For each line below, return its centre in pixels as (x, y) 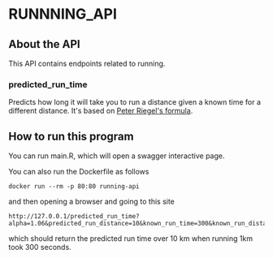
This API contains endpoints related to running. (87, 63)
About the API (45, 44)
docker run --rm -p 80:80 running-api (74, 187)
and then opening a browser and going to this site (91, 202)
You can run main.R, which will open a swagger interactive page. (117, 156)
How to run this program (71, 136)
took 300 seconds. (40, 247)
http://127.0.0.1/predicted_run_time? (74, 217)
